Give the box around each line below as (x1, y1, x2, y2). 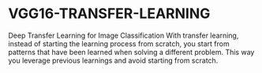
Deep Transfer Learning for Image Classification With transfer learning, (8, 31, 239, 40)
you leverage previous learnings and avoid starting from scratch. (8, 56, 219, 65)
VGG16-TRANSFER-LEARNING (8, 5, 211, 23)
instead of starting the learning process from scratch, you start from (8, 38, 230, 48)
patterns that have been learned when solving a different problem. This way (8, 47, 255, 57)
